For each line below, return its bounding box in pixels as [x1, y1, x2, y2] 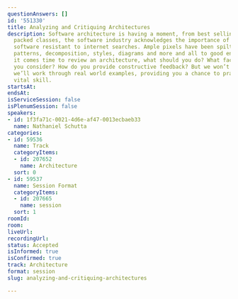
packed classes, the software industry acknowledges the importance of [13, 37, 230, 44]
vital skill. [13, 76, 52, 84]
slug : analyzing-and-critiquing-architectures [7, 274, 147, 281]
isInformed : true [7, 248, 59, 256]
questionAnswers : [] [7, 10, 69, 18]
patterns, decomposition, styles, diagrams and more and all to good [13, 50, 223, 58]
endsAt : [7, 89, 30, 97]
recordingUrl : [7, 235, 50, 242]
